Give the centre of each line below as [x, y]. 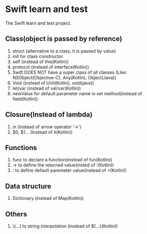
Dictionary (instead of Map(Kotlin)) [48, 198]
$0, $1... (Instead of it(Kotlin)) [42, 132]
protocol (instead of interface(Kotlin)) [51, 67]
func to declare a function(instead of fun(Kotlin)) [62, 160]
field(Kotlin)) [25, 99]
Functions [21, 148]
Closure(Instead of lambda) [49, 114]
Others [16, 214]
